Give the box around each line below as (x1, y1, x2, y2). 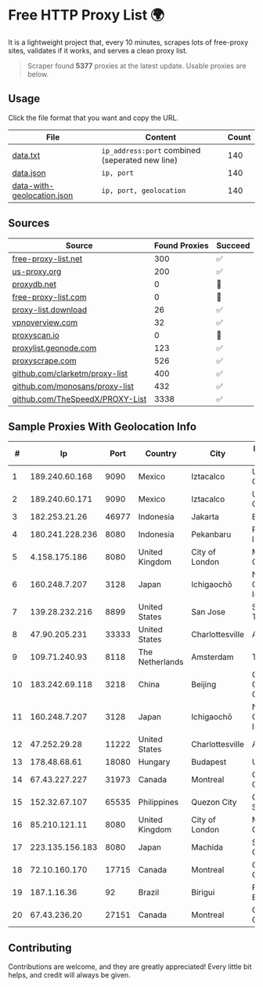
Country (145, 448, 178, 459)
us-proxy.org (12, 266, 62, 277)
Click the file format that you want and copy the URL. (8, 113, 178, 122)
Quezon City (191, 797, 237, 808)
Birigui (191, 887, 215, 898)
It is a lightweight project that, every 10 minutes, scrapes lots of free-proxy (8, 37, 249, 47)
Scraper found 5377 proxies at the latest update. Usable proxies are (27, 60, 247, 71)
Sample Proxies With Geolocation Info (8, 420, 197, 433)
